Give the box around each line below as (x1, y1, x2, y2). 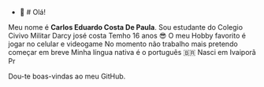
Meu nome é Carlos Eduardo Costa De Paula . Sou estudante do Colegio (8, 23, 243, 31)
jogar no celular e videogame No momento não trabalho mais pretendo (8, 39, 238, 49)
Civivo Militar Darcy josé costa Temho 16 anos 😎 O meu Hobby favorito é (8, 31, 247, 40)
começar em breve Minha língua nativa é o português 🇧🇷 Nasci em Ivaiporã (8, 48, 256, 56)
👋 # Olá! (19, 8, 46, 16)
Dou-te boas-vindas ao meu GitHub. (8, 71, 126, 81)
